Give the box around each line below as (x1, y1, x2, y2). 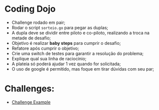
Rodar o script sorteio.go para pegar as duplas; (11, 24, 108, 30)
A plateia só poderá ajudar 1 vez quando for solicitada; (11, 61, 121, 67)
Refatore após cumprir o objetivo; (11, 45, 79, 51)
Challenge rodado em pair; (11, 19, 65, 25)
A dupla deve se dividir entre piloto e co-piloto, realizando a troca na (11, 30, 150, 36)
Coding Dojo (4, 3, 56, 15)
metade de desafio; (11, 35, 51, 41)
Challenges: (4, 83, 55, 94)
